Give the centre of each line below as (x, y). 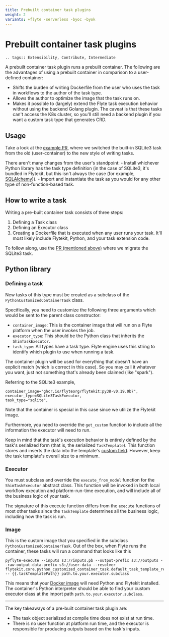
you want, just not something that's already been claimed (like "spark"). (79, 372)
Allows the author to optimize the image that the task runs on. (76, 98)
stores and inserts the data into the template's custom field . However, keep (83, 450)
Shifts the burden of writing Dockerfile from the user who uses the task (86, 88)
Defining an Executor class (40, 227)
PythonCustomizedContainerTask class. (45, 300)
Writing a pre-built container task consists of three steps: (64, 212)
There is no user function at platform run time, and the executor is (81, 623)
